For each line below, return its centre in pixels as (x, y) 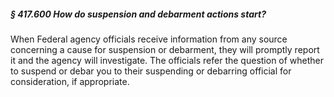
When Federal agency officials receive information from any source (149, 39)
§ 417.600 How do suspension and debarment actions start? (138, 14)
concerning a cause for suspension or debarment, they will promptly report (165, 49)
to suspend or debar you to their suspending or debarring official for (151, 71)
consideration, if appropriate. (70, 81)
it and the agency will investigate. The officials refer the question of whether (167, 60)
